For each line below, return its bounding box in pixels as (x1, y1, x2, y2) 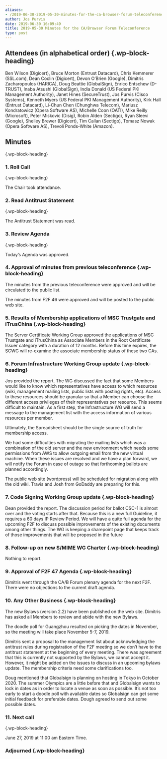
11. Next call (5, 714, 34, 721)
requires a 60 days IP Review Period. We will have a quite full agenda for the (5, 516, 162, 522)
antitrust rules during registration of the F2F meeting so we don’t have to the (5, 644, 162, 650)
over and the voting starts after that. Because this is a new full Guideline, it (5, 510, 158, 516)
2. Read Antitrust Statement (5, 197, 74, 204)
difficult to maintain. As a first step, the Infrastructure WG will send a (5, 404, 146, 410)
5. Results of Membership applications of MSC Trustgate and (5, 314, 156, 321)
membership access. (5, 430, 48, 436)
